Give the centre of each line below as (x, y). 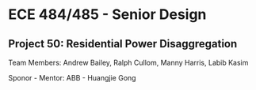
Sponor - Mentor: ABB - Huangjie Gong (72, 78)
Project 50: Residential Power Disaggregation (123, 44)
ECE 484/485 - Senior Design (107, 15)
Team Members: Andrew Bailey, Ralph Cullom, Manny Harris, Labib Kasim (128, 62)
